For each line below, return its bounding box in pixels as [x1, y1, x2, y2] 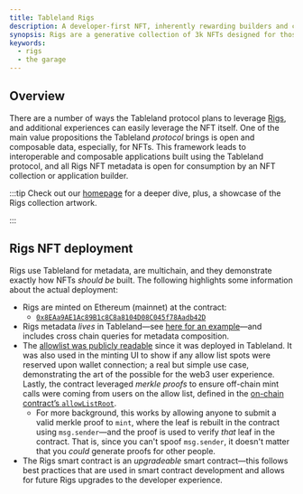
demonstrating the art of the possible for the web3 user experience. [22, 368, 275, 379]
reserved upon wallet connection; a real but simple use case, [22, 359, 250, 370]
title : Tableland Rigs [9, 13, 95, 23]
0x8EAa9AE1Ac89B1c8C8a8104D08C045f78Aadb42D [35, 312, 207, 322]
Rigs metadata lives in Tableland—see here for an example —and [22, 321, 262, 331]
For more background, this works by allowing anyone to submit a [35, 407, 277, 418]
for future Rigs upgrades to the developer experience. [22, 474, 223, 485]
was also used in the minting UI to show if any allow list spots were [22, 350, 271, 360]
